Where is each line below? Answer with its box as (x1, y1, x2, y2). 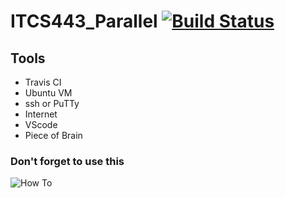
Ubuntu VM (24, 87, 73, 99)
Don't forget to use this (10, 154, 125, 168)
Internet (24, 108, 58, 120)
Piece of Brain (24, 130, 83, 141)
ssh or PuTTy (24, 98, 80, 109)
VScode (24, 119, 58, 130)
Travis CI (24, 76, 62, 88)
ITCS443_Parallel (10, 10, 158, 33)
